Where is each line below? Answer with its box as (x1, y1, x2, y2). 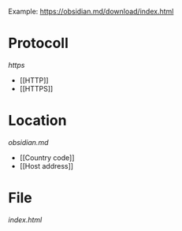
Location (8, 112, 67, 129)
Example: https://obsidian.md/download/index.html (8, 7, 174, 16)
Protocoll (8, 35, 69, 52)
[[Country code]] (19, 153, 75, 162)
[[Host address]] (19, 161, 73, 170)
